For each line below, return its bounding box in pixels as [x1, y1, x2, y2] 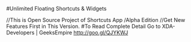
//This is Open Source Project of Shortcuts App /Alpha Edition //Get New [6, 17, 186, 23]
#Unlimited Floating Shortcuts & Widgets [6, 5, 107, 12]
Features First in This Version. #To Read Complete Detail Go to [6, 23, 161, 30]
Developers [6, 29, 35, 36]
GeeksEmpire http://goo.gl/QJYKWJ [38, 29, 129, 36]
